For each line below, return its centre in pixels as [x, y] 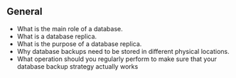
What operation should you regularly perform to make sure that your [117, 59]
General [25, 12]
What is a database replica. [57, 36]
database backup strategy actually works [77, 66]
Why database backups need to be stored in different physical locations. [123, 51]
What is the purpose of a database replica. [79, 44]
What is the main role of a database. [70, 28]
